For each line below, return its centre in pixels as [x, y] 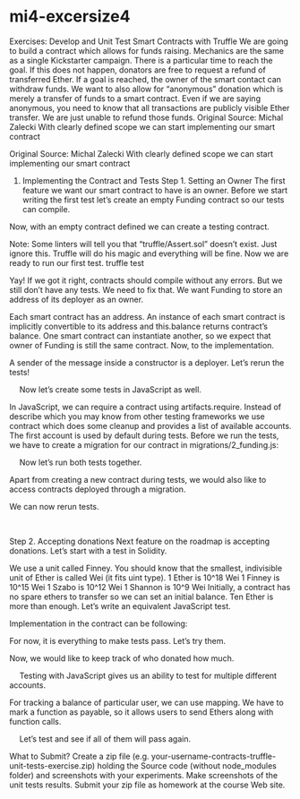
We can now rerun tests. [55, 506]
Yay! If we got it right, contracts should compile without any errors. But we [146, 280]
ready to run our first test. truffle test [77, 262]
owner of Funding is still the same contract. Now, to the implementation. [142, 345]
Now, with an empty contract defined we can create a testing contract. [140, 227]
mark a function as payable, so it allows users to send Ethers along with [141, 712]
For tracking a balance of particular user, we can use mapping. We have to [146, 702]
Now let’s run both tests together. [81, 462]
